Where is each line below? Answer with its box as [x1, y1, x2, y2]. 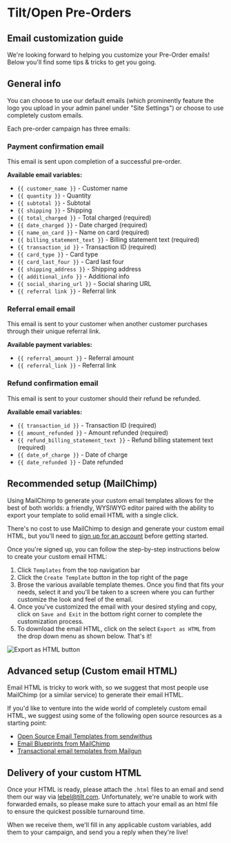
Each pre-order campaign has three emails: [7, 124, 131, 133]
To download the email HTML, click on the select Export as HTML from [17, 624, 216, 633]
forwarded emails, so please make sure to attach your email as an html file [7, 800, 219, 808]
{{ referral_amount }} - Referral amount [17, 354, 134, 362]
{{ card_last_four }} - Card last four [17, 258, 124, 266]
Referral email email [7, 304, 76, 314]
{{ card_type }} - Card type [17, 250, 99, 258]
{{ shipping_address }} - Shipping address [17, 265, 141, 274]
